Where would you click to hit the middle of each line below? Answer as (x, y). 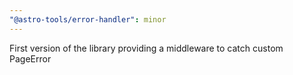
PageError (30, 58)
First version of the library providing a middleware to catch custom (146, 48)
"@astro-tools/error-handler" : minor (88, 19)
